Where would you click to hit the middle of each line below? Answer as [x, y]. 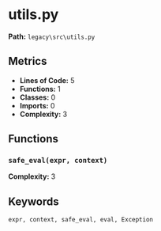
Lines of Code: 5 [47, 80]
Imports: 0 [37, 105]
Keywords [34, 201]
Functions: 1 [40, 89]
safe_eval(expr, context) [58, 161]
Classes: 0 [37, 97]
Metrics [28, 61]
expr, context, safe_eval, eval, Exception [81, 220]
